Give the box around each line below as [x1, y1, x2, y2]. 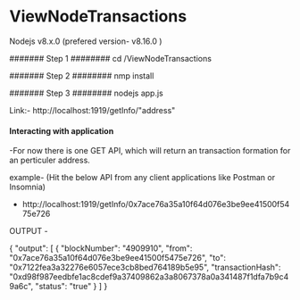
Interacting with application [9, 125, 114, 136]
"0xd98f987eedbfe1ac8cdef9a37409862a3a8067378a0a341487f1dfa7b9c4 [9, 271, 289, 282]
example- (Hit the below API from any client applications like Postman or [9, 172, 275, 183]
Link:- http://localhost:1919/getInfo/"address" [9, 104, 176, 115]
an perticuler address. [9, 154, 91, 166]
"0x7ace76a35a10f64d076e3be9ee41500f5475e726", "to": [9, 253, 226, 263]
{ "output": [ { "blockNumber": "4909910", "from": [9, 243, 193, 254]
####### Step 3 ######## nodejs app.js [9, 87, 163, 98]
